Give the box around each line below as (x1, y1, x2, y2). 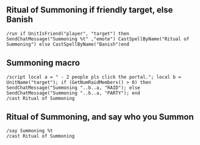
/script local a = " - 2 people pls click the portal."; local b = (6, 74, 182, 80)
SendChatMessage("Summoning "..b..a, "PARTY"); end (6, 90, 140, 96)
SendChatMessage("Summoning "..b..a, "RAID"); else (6, 85, 140, 91)
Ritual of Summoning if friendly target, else (6, 5, 173, 15)
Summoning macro (6, 58, 80, 68)
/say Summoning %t (6, 128, 53, 134)
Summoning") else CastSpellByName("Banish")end (6, 41, 130, 48)
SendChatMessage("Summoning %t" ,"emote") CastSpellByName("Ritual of (6, 36, 190, 42)
